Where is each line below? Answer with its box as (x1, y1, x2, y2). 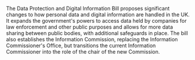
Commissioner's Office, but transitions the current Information (6, 42, 156, 49)
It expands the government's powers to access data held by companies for (6, 17, 187, 24)
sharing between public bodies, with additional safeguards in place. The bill (6, 30, 189, 37)
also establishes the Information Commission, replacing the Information (6, 36, 178, 43)
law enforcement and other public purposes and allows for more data (6, 23, 173, 30)
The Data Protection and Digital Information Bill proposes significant (6, 5, 170, 12)
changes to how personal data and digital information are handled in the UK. (6, 11, 190, 18)
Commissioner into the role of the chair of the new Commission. (6, 48, 160, 55)
